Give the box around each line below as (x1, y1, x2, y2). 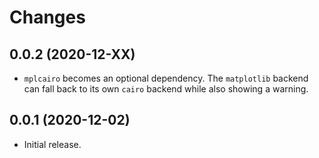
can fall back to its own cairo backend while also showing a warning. (23, 83, 309, 95)
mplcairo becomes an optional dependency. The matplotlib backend (23, 72, 309, 84)
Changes (9, 6, 86, 29)
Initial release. (23, 138, 82, 150)
